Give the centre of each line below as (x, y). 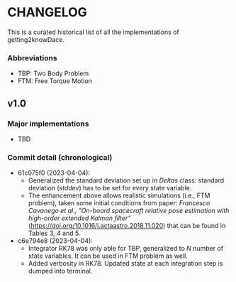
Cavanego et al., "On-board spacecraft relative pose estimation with (129, 211)
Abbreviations (33, 58)
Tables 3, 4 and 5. (54, 233)
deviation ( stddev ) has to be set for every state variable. (110, 188)
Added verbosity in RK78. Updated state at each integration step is (125, 264)
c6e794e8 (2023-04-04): (55, 241)
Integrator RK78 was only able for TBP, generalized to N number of (126, 249)
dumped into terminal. (60, 271)
